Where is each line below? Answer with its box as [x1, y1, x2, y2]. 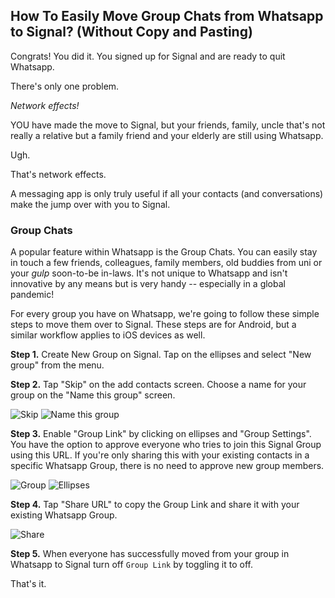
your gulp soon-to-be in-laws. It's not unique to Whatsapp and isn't [10, 267, 288, 279]
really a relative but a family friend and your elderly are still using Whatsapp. [10, 129, 324, 141]
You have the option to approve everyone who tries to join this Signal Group [10, 439, 322, 451]
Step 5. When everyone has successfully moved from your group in [10, 548, 290, 560]
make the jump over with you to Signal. [10, 198, 171, 210]
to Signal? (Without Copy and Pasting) [10, 24, 253, 41]
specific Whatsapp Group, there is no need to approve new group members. [10, 460, 325, 472]
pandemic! [10, 289, 55, 301]
